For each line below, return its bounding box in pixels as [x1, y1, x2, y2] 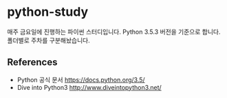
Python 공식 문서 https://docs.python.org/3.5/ [17, 75, 146, 84]
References [7, 56, 58, 69]
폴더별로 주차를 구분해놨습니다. [7, 36, 91, 45]
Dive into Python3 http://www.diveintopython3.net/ [17, 83, 162, 91]
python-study [7, 4, 89, 20]
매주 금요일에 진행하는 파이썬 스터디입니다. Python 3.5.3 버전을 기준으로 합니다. [7, 27, 221, 36]
